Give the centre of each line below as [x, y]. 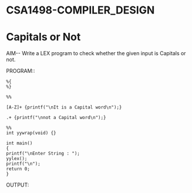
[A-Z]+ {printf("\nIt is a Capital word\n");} [64, 107]
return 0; [18, 169]
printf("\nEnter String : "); [43, 154]
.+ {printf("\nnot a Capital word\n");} [56, 118]
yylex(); [17, 159]
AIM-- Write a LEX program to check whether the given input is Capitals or [96, 53]
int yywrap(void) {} [31, 133]
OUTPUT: [18, 185]
